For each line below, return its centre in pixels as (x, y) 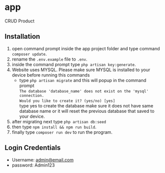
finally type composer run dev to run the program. (62, 132)
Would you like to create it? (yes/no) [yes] (67, 101)
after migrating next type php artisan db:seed (59, 121)
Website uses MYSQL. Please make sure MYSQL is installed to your (81, 70)
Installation (22, 37)
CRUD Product (20, 21)
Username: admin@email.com (43, 160)
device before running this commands (51, 75)
